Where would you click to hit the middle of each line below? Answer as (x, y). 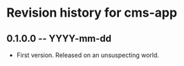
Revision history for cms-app (92, 13)
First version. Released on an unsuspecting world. (88, 55)
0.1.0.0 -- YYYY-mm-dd (59, 39)
